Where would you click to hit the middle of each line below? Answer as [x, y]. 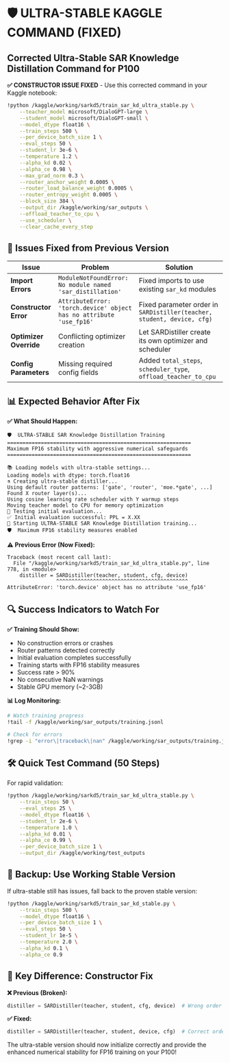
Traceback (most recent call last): [59, 558]
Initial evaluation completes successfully [74, 657]
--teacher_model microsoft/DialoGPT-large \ [84, 112]
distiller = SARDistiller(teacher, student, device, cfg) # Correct [108, 1032]
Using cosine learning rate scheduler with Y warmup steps [93, 500]
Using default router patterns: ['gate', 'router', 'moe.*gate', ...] [110, 488]
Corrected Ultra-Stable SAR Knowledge [93, 58]
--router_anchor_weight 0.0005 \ [67, 182]
